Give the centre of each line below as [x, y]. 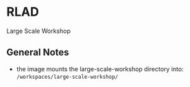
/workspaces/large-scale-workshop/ [67, 77]
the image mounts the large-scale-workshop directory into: [100, 69]
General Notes [38, 52]
